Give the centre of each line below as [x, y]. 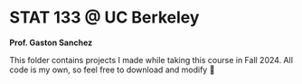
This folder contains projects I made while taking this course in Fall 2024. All [151, 60]
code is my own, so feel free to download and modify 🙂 [112, 70]
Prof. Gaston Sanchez [51, 42]
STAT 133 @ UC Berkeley [104, 18]
